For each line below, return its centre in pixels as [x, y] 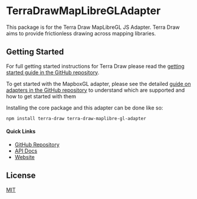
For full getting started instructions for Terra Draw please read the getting [95, 66]
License [21, 176]
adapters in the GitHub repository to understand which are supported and [96, 90]
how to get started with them [41, 96]
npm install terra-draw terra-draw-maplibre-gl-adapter [76, 118]
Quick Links [21, 131]
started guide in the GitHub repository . [53, 72]
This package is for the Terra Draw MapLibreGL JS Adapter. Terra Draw [93, 27]
